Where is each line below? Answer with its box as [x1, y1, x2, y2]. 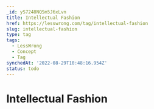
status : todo [6, 65, 40, 72]
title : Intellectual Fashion [6, 15, 80, 21]
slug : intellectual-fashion [6, 26, 78, 32]
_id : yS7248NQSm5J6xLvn [6, 9, 67, 15]
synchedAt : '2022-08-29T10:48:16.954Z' [6, 60, 108, 66]
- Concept [12, 49, 37, 55]
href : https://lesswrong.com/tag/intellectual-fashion [6, 20, 149, 26]
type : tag [6, 32, 32, 38]
